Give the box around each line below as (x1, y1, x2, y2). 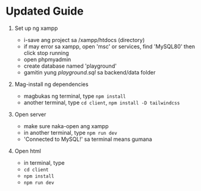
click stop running (23, 49, 70, 56)
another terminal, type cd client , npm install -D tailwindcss (23, 99, 180, 106)
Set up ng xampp (14, 24, 58, 32)
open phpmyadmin (23, 56, 71, 63)
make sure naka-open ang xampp (23, 122, 109, 129)
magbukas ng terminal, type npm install (23, 92, 126, 99)
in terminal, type (23, 159, 65, 166)
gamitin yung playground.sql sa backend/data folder (23, 68, 156, 76)
